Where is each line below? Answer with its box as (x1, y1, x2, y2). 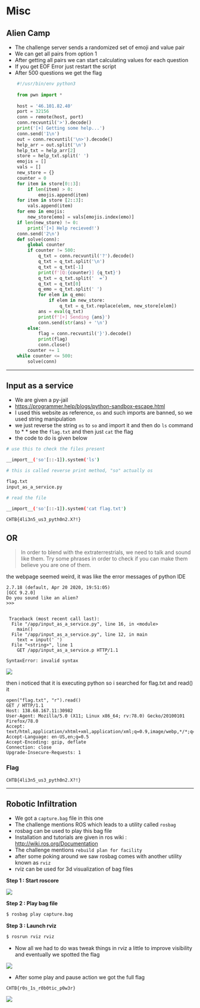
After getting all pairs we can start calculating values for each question (14, 57, 189, 63)
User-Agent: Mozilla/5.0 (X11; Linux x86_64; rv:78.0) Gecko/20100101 (6, 713, 185, 719)
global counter (27, 242, 65, 248)
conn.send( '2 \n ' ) (17, 231, 60, 237)
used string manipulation (14, 415, 76, 422)
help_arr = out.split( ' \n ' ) (17, 142, 86, 148)
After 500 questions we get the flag (14, 69, 102, 76)
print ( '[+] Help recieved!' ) (27, 225, 100, 231)
